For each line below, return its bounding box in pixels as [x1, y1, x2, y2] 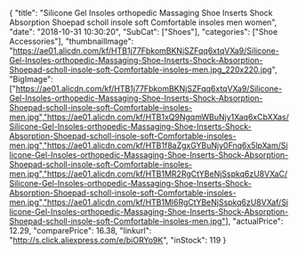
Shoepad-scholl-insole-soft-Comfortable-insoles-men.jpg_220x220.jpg [9, 64, 273, 75]
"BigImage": [9, 74, 53, 84]
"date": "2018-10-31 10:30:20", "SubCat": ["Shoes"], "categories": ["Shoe [9, 27, 278, 37]
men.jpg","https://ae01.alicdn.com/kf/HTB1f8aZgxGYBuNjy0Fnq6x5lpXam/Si [9, 140, 288, 151]
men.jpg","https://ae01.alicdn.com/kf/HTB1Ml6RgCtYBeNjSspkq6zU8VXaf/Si [9, 197, 289, 208]
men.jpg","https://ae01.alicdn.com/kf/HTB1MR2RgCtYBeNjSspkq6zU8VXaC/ [9, 168, 288, 179]
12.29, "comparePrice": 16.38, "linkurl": [9, 225, 152, 235]
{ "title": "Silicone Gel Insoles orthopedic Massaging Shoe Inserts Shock [9, 8, 273, 18]
